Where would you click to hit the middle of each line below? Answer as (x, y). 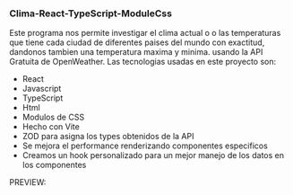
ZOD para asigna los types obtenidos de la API (108, 137)
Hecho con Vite (51, 127)
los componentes (54, 165)
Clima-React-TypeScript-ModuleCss (91, 13)
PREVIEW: (28, 182)
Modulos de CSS (53, 117)
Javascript (42, 89)
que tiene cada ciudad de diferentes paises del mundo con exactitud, (137, 42)
